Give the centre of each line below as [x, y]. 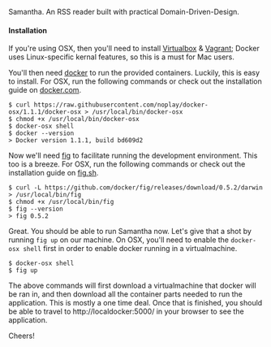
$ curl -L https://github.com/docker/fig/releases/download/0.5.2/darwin [136, 188]
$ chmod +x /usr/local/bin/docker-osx [74, 119]
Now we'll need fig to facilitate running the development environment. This [133, 156]
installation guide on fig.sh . [54, 173]
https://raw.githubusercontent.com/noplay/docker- [121, 105]
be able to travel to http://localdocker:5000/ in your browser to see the [127, 311]
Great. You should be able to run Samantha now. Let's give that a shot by [130, 232]
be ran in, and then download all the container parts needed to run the [126, 294]
